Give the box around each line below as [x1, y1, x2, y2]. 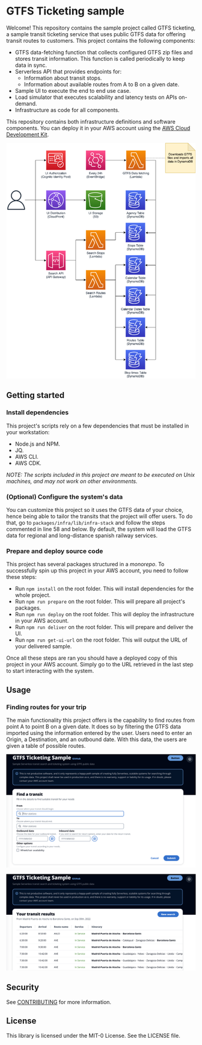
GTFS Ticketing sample [6, 4, 125, 18]
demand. [14, 99, 37, 107]
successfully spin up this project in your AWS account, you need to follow [6, 567, 189, 574]
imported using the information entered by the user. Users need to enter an [6, 729, 192, 736]
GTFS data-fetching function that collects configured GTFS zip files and [14, 48, 193, 55]
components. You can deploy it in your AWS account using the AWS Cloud [6, 124, 191, 131]
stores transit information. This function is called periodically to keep [14, 55, 185, 62]
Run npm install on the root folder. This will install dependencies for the [14, 585, 194, 592]
